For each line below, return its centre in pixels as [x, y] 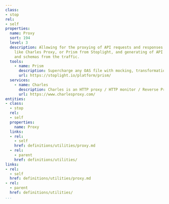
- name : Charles [31, 85]
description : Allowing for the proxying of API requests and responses [87, 47]
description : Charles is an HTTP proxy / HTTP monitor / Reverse [88, 89]
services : [20, 80]
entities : [16, 99]
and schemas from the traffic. [47, 57]
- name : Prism [29, 66]
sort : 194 [20, 38]
